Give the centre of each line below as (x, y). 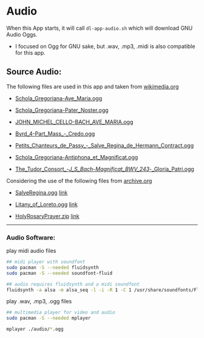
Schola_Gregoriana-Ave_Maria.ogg (59, 98)
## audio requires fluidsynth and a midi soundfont (73, 284)
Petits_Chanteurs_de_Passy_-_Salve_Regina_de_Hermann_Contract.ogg (104, 145)
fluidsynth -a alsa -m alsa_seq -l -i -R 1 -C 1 (69, 290)
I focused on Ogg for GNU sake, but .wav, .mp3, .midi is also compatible (105, 46)
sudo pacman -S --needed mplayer (49, 318)
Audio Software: (31, 237)
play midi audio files (31, 251)
